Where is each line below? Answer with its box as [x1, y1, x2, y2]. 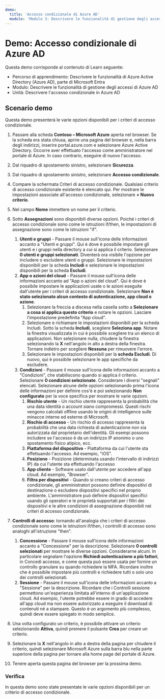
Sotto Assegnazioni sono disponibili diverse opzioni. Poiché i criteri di [12, 216, 155, 222]
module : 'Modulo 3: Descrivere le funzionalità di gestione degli [9, 16, 148, 21]
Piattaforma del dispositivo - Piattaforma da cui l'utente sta [27, 445, 148, 451]
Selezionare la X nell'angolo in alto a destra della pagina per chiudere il [12, 641, 156, 647]
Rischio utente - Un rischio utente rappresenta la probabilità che [27, 399, 158, 404]
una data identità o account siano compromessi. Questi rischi [27, 403, 151, 409]
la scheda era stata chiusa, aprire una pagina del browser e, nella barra [12, 137, 156, 143]
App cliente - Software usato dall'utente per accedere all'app [27, 466, 151, 472]
